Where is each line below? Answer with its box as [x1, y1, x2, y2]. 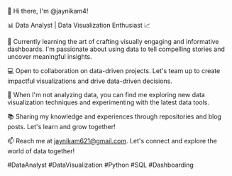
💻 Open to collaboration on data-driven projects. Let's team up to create [7, 67, 221, 75]
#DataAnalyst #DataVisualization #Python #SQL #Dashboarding [7, 160, 194, 169]
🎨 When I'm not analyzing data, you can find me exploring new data [7, 91, 206, 99]
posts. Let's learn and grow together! [7, 123, 116, 131]
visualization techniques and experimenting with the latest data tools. [7, 98, 210, 106]
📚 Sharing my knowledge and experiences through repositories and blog [7, 112, 222, 121]
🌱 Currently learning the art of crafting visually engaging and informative [7, 38, 219, 45]
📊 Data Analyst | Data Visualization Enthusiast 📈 [7, 21, 151, 29]
